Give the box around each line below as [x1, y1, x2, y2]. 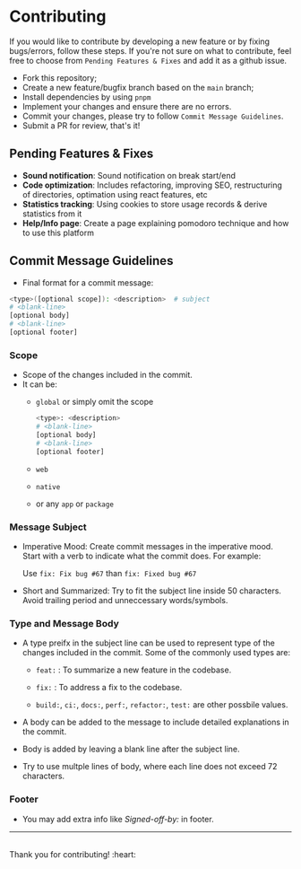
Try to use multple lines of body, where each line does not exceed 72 [21, 761, 278, 772]
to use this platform [21, 227, 94, 238]
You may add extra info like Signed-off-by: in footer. [21, 813, 214, 824]
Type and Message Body [9, 617, 119, 629]
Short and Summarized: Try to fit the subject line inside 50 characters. [21, 585, 282, 596]
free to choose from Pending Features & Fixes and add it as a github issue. [9, 55, 288, 66]
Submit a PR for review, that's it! [21, 119, 141, 131]
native [35, 482, 61, 491]
